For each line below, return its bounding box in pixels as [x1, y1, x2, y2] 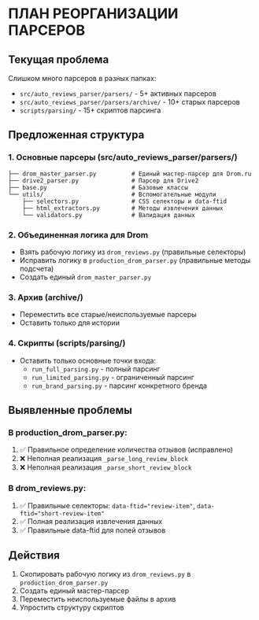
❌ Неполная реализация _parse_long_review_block [19, 454, 189, 463]
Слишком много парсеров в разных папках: [8, 74, 157, 83]
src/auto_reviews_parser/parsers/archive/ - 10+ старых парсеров [19, 98, 240, 106]
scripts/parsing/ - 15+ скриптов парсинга [19, 105, 161, 115]
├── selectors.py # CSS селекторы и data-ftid [22, 197, 227, 205]
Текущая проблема [8, 53, 109, 66]
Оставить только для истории [19, 318, 120, 327]
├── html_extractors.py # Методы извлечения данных [22, 204, 224, 212]
